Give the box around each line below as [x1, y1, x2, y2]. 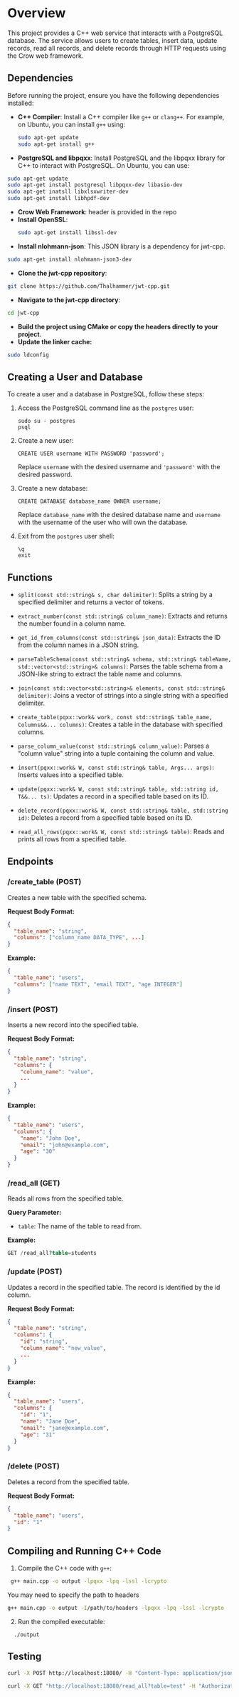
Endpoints [7, 856, 54, 868]
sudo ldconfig [7, 351, 50, 359]
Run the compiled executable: [17, 1617, 105, 1626]
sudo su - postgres [17, 418, 76, 425]
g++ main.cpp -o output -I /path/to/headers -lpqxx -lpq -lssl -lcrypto [7, 1604, 224, 1611]
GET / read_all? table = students [7, 1250, 97, 1257]
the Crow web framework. [7, 51, 84, 60]
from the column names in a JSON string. [17, 641, 139, 649]
